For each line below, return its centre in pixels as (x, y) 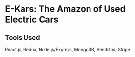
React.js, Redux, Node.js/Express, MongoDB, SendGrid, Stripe (68, 49)
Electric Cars (32, 19)
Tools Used (22, 38)
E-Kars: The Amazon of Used (65, 9)
